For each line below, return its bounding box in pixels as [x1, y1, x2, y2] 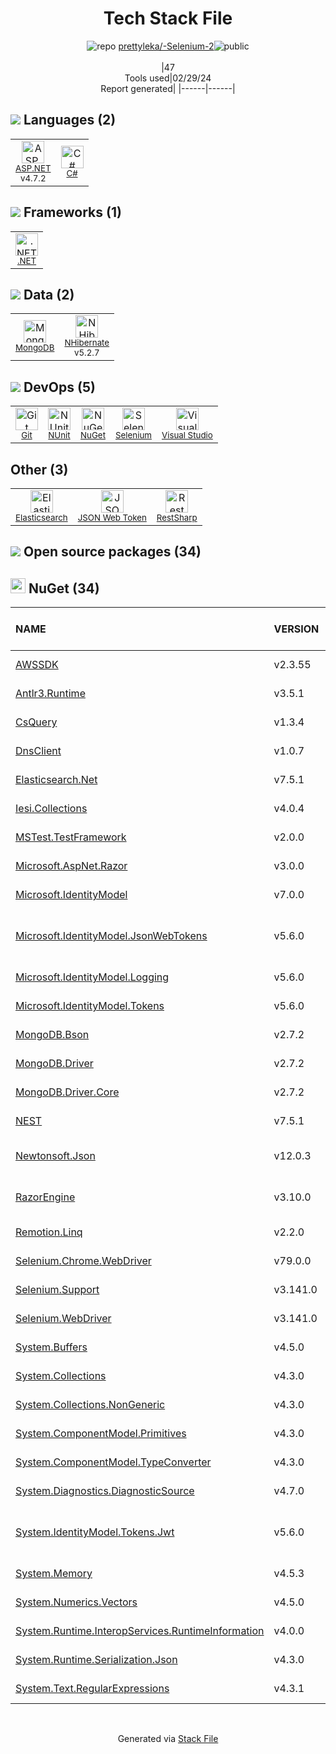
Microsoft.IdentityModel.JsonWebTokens [15, 929, 208, 943]
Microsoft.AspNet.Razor [15, 859, 128, 873]
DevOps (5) [23, 378, 96, 396]
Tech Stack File [103, 7, 233, 30]
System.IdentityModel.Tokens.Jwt [15, 1525, 175, 1539]
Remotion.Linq [15, 1225, 83, 1239]
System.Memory [15, 1567, 93, 1581]
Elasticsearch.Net [15, 773, 98, 787]
